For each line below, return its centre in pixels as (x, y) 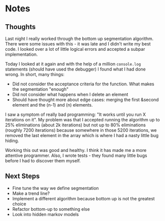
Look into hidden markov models (45, 214)
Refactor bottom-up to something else (51, 209)
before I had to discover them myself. (43, 161)
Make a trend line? (31, 193)
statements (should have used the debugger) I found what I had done (76, 69)
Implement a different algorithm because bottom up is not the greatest (83, 198)
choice (19, 204)
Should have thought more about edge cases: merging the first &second (85, 100)
